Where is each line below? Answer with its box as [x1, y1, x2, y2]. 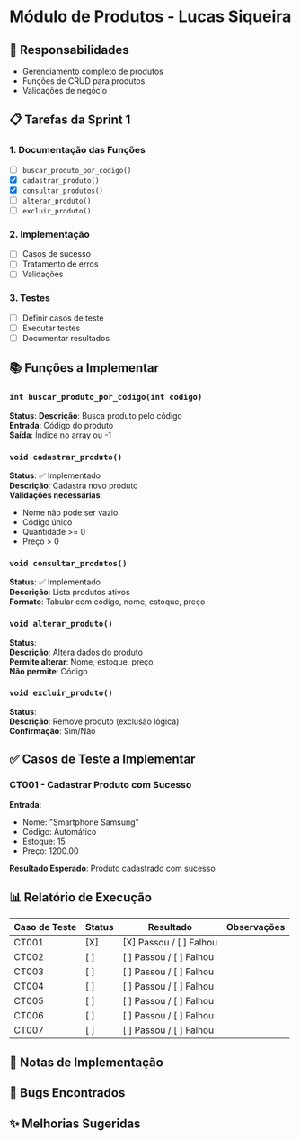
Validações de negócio [22, 86, 108, 95]
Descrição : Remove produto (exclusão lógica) [9, 716, 180, 727]
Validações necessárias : [9, 489, 103, 501]
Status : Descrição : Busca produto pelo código [9, 410, 182, 421]
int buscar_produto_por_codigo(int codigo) [9, 392, 203, 403]
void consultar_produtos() [9, 558, 128, 568]
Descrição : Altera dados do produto [9, 647, 144, 657]
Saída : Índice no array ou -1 [9, 430, 112, 440]
